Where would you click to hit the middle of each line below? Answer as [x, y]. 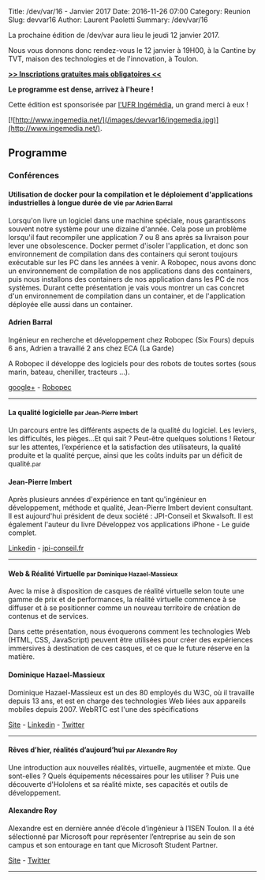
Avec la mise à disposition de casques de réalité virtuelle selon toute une [126, 591]
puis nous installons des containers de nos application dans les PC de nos [129, 279]
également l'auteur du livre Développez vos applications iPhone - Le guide [129, 525]
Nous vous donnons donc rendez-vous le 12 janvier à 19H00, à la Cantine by [132, 50]
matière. [22, 657]
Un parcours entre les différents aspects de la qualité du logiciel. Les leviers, [132, 430]
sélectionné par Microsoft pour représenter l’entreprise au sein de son [122, 837]
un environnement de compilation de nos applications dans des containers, [130, 271]
